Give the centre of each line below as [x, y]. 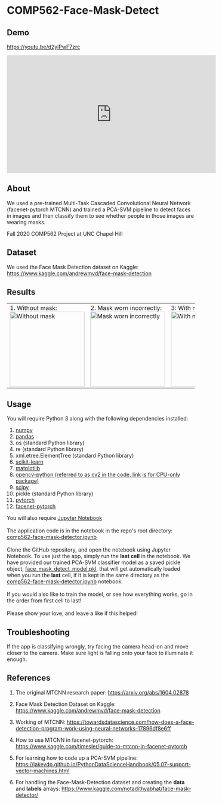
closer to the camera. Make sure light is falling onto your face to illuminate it [100, 653]
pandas [25, 437]
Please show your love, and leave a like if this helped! [72, 613]
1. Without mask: [33, 308]
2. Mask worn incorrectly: [126, 308]
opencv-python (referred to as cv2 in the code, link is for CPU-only [98, 475]
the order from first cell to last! [44, 601]
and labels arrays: [38, 788]
